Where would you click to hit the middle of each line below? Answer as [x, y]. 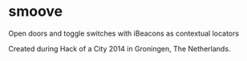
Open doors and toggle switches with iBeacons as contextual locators [123, 33]
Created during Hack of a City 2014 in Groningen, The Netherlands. [119, 48]
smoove [36, 11]
